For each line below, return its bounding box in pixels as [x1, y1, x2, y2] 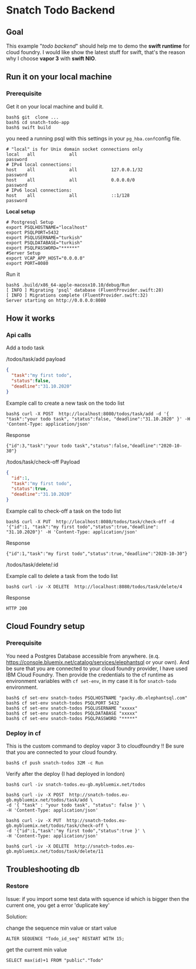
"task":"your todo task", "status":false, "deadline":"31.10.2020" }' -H [6, 416, 191, 422]
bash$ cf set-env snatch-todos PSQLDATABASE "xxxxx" [6, 710, 138, 716]
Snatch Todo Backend [6, 4, 116, 17]
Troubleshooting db [6, 864, 80, 874]
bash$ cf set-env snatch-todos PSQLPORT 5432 [6, 700, 119, 706]
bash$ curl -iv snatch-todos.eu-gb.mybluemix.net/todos [6, 782, 146, 788]
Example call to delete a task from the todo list [6, 573, 119, 579]
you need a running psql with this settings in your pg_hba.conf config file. [6, 134, 181, 142]
